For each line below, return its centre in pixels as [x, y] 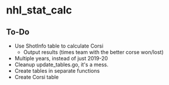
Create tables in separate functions [57, 71]
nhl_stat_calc [39, 10]
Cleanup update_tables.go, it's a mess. [61, 64]
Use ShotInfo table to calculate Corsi [59, 46]
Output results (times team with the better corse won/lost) [94, 52]
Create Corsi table [37, 77]
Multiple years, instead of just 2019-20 [61, 58]
